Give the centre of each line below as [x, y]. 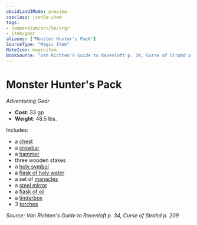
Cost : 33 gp [29, 112]
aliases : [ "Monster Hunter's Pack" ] [51, 39]
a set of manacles [36, 179]
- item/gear [21, 34]
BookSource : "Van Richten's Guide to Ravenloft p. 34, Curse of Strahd [96, 55]
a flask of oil [29, 191]
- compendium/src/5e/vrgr [38, 28]
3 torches [26, 204]
